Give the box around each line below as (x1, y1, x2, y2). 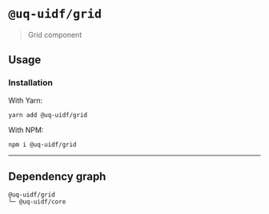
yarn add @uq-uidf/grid (8, 111, 88, 119)
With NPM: (8, 125, 44, 135)
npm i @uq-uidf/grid (8, 140, 78, 148)
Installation (8, 77, 54, 88)
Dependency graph (8, 170, 106, 184)
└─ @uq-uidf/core (8, 198, 66, 206)
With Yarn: (8, 95, 43, 105)
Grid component (27, 30, 82, 39)
